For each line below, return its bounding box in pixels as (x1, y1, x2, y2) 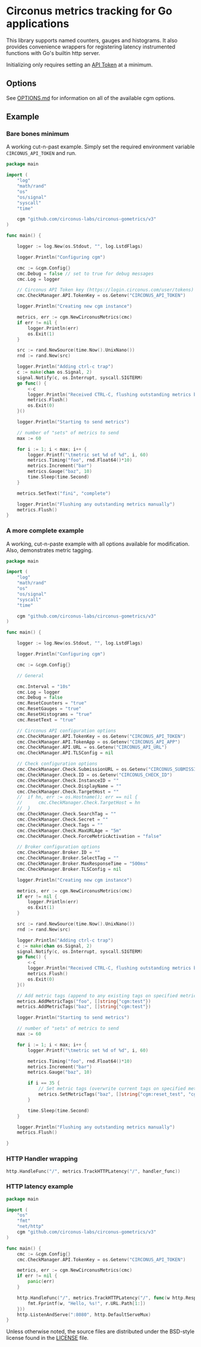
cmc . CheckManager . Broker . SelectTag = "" (17, 855, 119, 861)
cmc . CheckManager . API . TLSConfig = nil (17, 750, 114, 756)
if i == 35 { (28, 1080, 60, 1086)
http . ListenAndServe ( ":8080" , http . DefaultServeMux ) (17, 1312, 151, 1318)
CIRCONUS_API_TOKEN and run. (6, 150, 77, 157)
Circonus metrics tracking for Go (6, 4, 172, 18)
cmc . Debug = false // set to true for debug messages (17, 271, 154, 277)
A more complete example (6, 526, 84, 535)
